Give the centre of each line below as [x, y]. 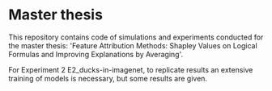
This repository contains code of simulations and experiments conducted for [136, 37]
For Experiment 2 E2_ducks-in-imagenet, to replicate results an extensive [131, 69]
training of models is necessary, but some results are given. [108, 78]
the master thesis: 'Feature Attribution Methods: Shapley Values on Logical [133, 45]
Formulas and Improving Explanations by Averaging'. [96, 54]
